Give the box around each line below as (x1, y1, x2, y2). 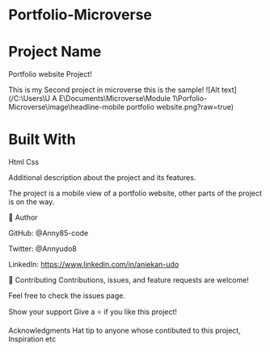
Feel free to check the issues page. (8, 291, 125, 300)
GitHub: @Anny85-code (8, 228, 89, 238)
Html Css (8, 157, 39, 167)
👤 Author (8, 212, 38, 223)
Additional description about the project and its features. (8, 173, 196, 182)
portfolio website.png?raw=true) (126, 103, 234, 112)
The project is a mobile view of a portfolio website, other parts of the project (8, 188, 263, 199)
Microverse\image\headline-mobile (8, 103, 125, 112)
